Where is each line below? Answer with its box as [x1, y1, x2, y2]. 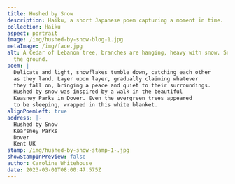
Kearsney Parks [13, 127, 58, 134]
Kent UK [13, 141, 36, 148]
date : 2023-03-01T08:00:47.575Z [7, 166, 101, 174]
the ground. [13, 56, 49, 63]
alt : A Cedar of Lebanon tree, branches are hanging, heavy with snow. [7, 50, 220, 57]
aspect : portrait [7, 29, 58, 37]
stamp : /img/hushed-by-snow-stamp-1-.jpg [7, 147, 130, 154]
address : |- [7, 114, 42, 121]
